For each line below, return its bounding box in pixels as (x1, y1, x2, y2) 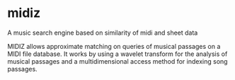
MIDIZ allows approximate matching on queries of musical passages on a (7, 42, 221, 50)
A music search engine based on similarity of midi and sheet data (7, 28, 198, 37)
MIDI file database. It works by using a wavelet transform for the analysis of (7, 50, 228, 58)
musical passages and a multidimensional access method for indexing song (7, 57, 228, 65)
